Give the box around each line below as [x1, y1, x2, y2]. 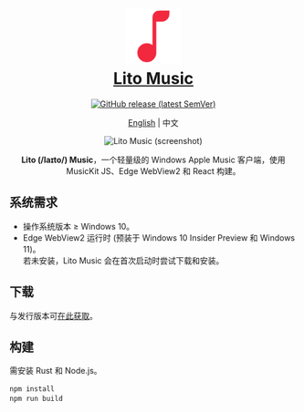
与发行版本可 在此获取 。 [9, 310, 98, 321]
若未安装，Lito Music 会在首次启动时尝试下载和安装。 [22, 254, 225, 266]
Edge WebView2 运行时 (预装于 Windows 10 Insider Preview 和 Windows [22, 232, 296, 243]
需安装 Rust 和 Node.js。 [9, 366, 102, 376]
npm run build [9, 395, 64, 404]
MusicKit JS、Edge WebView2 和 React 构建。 [66, 165, 241, 176]
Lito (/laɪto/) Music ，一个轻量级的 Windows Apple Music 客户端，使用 [21, 154, 286, 165]
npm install [9, 385, 55, 394]
